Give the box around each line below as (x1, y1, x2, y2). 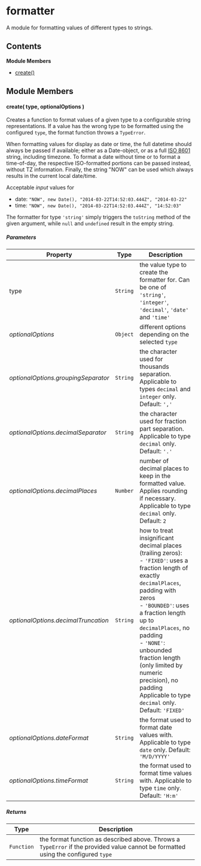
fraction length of (139, 564, 188, 573)
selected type (139, 338, 178, 346)
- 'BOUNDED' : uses (139, 601, 190, 610)
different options (139, 323, 187, 331)
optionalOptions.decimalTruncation (9, 616, 109, 625)
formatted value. (139, 479, 186, 487)
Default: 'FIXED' (139, 706, 185, 714)
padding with (139, 586, 176, 595)
